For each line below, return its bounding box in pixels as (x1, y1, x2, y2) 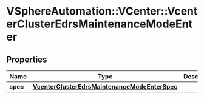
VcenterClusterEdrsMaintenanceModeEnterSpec (32, 83, 178, 90)
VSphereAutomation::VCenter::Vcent (6, 4, 198, 18)
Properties (6, 54, 47, 64)
